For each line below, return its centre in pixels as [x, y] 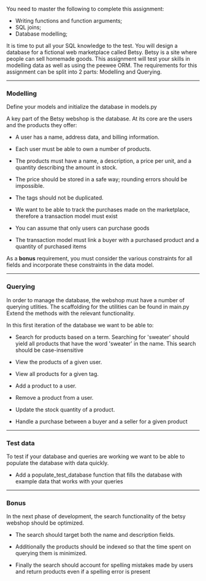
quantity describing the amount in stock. [66, 168]
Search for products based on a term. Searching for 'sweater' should [102, 337]
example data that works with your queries [69, 481]
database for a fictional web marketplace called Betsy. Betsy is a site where [102, 52]
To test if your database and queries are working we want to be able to [96, 456]
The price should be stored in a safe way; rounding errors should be [101, 179]
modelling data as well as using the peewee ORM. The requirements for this [102, 65]
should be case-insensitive [49, 350]
